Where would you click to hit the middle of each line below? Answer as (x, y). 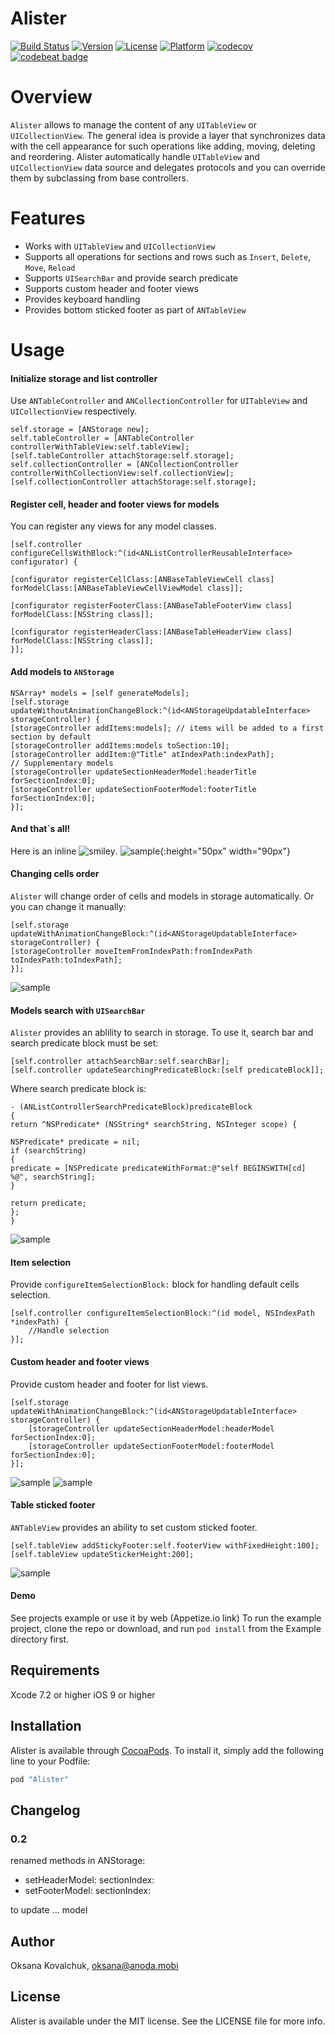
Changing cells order (55, 874)
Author (32, 1941)
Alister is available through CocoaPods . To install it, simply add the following (167, 1750)
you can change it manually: (68, 907)
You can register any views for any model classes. (113, 526)
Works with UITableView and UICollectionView (120, 246)
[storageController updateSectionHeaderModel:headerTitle (133, 772)
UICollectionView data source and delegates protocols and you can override (168, 167)
